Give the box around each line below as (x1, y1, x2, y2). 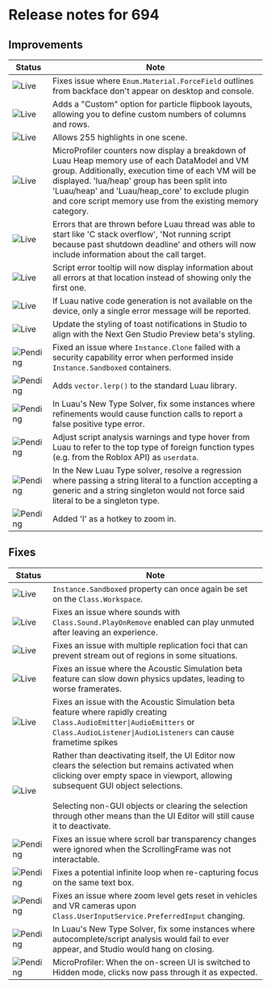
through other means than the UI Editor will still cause (52, 810, 255, 821)
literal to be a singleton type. (52, 495, 160, 506)
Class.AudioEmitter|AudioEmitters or (52, 716, 195, 727)
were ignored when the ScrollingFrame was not (52, 844, 231, 855)
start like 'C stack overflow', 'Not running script (52, 228, 231, 240)
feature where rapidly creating (52, 706, 168, 718)
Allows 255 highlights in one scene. (52, 132, 188, 143)
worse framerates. (52, 683, 123, 694)
